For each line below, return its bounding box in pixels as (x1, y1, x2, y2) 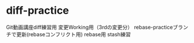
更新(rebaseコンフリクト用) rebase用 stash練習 (16, 30, 131, 38)
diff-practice (6, 4, 69, 17)
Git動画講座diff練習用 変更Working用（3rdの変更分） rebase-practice (6, 24, 173, 30)
